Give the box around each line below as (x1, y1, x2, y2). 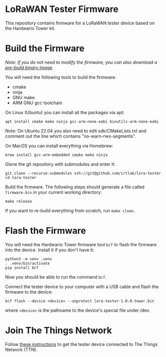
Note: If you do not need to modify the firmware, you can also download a (5, 59, 158, 65)
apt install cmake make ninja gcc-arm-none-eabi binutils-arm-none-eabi (5, 119, 159, 124)
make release (5, 198, 32, 204)
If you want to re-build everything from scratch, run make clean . (5, 207, 135, 213)
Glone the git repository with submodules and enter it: (5, 161, 116, 167)
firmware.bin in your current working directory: (5, 189, 102, 195)
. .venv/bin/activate (5, 261, 50, 266)
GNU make (12, 94, 35, 100)
